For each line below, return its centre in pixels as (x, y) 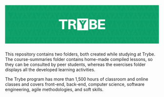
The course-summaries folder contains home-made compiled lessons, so (79, 59)
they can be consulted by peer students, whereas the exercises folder (75, 64)
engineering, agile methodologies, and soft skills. (54, 89)
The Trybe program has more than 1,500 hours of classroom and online (77, 79)
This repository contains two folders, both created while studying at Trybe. (80, 54)
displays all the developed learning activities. (50, 69)
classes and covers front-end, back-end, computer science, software (75, 84)
